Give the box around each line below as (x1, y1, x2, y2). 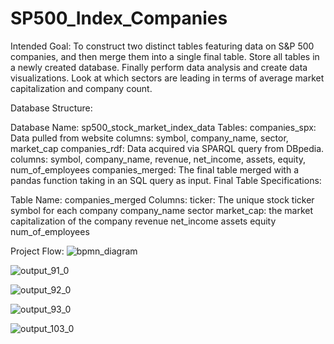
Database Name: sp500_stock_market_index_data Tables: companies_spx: (10, 121, 317, 133)
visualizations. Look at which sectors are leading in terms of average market (10, 72, 325, 84)
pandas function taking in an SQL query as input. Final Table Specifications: (10, 174, 322, 186)
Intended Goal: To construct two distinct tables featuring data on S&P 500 (10, 40, 315, 52)
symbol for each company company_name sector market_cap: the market (10, 204, 313, 216)
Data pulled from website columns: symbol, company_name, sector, (10, 132, 289, 144)
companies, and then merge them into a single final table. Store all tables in (10, 50, 320, 62)
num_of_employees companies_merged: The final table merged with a (10, 163, 300, 176)
